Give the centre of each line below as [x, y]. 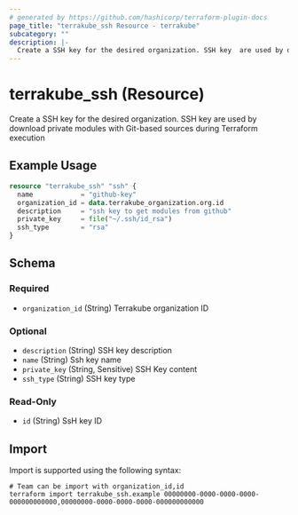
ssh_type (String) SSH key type [78, 378]
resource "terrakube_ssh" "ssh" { [73, 186]
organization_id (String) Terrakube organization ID [115, 308]
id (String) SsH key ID [62, 421]
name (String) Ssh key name [71, 360]
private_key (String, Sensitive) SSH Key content [110, 368]
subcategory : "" [39, 34]
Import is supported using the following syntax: [95, 471]
